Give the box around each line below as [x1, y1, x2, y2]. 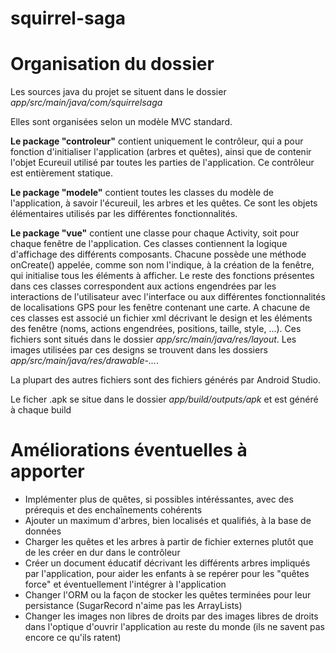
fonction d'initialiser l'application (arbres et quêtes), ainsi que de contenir [10, 146, 312, 158]
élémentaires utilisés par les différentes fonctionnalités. [10, 208, 238, 220]
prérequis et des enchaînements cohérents [24, 504, 203, 516]
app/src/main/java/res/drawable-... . [10, 355, 160, 367]
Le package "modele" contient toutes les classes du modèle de [10, 187, 274, 199]
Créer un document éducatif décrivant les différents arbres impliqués [24, 557, 311, 569]
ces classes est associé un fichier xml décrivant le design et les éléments [10, 312, 313, 324]
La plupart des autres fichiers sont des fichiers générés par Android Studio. [10, 374, 322, 386]
